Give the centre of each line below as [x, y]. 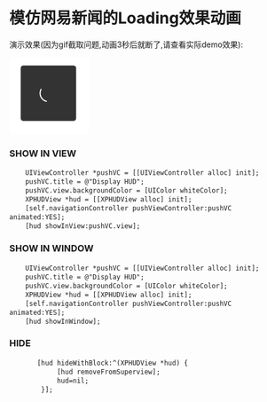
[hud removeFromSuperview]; [109, 372]
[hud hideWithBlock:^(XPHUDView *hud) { [113, 363]
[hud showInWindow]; [63, 321]
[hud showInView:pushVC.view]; [83, 226]
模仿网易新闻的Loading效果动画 [125, 18]
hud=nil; [73, 381]
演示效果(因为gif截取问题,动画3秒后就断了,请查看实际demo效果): [126, 44]
